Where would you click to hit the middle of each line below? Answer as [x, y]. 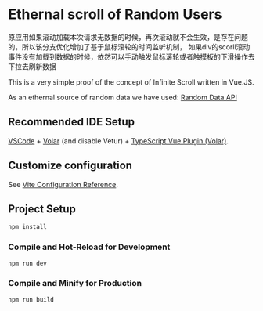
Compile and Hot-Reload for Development [89, 247]
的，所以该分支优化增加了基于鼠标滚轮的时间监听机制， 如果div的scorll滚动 [129, 47]
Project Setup [42, 209]
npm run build [31, 299]
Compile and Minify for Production [75, 284]
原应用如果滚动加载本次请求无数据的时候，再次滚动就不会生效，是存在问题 [128, 37]
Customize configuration [70, 166]
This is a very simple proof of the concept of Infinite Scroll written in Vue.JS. [131, 82]
